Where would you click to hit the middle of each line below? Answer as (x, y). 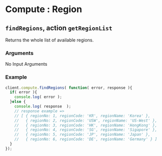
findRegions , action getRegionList (59, 28)
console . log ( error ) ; (38, 97)
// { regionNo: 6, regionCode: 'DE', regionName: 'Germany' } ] (86, 139)
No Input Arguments (26, 64)
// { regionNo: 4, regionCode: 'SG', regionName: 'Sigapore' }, (86, 130)
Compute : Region (44, 9)
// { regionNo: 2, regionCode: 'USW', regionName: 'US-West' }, (86, 120)
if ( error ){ (24, 92)
